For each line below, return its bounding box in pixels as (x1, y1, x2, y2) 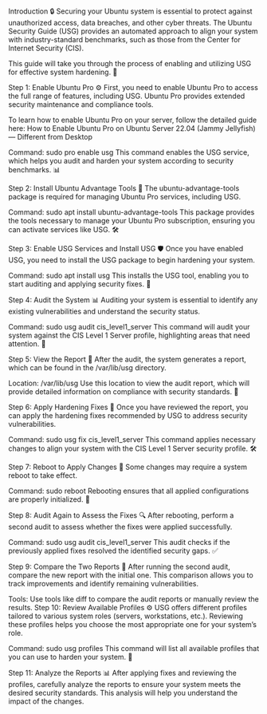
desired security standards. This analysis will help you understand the (8, 688, 238, 697)
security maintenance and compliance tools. (8, 100, 154, 109)
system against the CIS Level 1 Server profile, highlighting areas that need (8, 330, 251, 340)
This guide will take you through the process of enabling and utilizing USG (8, 59, 252, 68)
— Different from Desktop (8, 132, 93, 141)
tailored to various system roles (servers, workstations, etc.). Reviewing (8, 611, 243, 621)
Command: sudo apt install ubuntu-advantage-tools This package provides (8, 207, 255, 217)
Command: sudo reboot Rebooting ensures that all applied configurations (8, 486, 249, 495)
